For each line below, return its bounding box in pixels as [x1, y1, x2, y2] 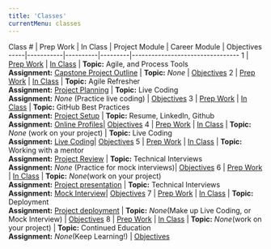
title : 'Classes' [8, 11, 67, 20]
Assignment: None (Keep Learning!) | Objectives [8, 231, 170, 241]
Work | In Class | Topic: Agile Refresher [8, 76, 140, 86]
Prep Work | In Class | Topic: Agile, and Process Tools [8, 58, 188, 69]
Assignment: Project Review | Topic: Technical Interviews [8, 153, 203, 163]
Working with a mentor [8, 145, 85, 155]
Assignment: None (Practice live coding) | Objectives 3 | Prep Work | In [8, 93, 248, 103]
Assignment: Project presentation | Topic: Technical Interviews [8, 179, 221, 189]
